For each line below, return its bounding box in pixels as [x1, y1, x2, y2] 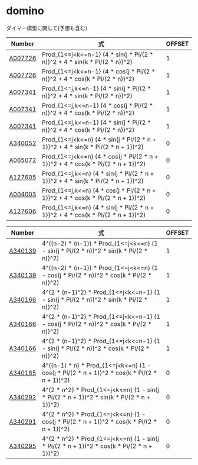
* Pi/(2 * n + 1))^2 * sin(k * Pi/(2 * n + [42, 393, 150, 401]
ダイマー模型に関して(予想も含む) [6, 24, 87, 31]
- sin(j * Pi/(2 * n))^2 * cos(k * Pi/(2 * [42, 344, 150, 353]
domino [6, 4, 44, 18]
